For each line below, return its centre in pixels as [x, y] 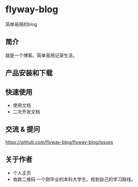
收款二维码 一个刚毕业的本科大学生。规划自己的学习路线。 [74, 179]
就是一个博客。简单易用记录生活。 [41, 55]
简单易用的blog [21, 24]
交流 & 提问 [23, 129]
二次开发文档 [26, 112]
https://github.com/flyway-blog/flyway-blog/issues [59, 142]
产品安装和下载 [29, 73]
